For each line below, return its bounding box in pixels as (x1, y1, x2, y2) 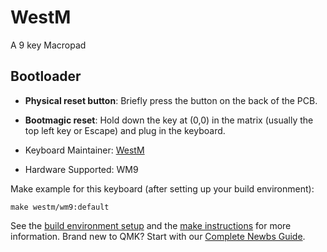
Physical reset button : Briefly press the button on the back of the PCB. (24, 94, 318, 106)
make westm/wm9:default (10, 202, 110, 212)
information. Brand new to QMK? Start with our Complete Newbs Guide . (10, 230, 306, 242)
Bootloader (10, 68, 82, 85)
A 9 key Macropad (10, 39, 87, 51)
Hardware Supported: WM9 (24, 163, 139, 175)
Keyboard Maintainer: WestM (24, 144, 145, 156)
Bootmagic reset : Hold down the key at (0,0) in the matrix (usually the (24, 114, 314, 126)
